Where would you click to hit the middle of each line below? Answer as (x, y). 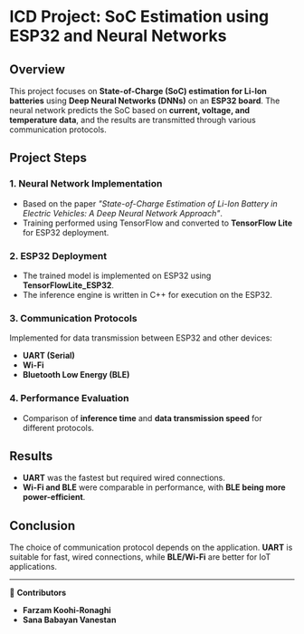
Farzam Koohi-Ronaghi (66, 610)
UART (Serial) (48, 356)
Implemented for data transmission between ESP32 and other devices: (141, 338)
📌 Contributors (38, 593)
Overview (38, 69)
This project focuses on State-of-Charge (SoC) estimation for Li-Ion (138, 91)
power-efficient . (54, 497)
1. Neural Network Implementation (86, 184)
